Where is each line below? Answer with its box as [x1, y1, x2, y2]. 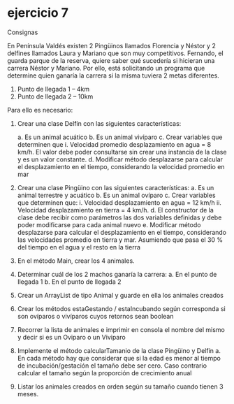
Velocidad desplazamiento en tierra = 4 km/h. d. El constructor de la [17, 205, 214, 214]
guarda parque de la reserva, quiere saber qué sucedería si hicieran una [7, 56, 215, 64]
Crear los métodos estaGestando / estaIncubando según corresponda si [17, 304, 226, 312]
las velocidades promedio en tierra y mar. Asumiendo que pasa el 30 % [17, 236, 224, 244]
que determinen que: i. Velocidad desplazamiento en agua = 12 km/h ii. [17, 198, 222, 207]
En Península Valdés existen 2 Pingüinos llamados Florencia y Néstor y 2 [7, 41, 217, 50]
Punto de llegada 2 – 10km [17, 92, 94, 101]
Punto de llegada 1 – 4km [17, 85, 90, 93]
